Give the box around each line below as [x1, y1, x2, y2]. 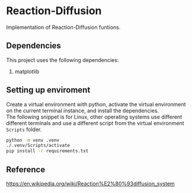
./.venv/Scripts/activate [6, 143, 70, 149]
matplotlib [14, 68, 40, 75]
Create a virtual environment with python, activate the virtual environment [6, 100, 186, 107]
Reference [6, 164, 46, 175]
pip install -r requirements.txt [6, 148, 89, 154]
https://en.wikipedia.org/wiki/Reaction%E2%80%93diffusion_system [6, 180, 175, 187]
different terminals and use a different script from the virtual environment [6, 119, 185, 126]
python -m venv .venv [6, 137, 60, 143]
